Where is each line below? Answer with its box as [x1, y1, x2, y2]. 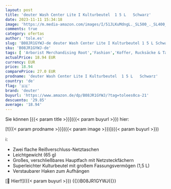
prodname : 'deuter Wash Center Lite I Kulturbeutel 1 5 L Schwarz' [5, 74, 158, 79]
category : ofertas [5, 31, 44, 36]
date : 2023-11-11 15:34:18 [5, 17, 63, 22]
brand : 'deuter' [5, 88, 40, 93]
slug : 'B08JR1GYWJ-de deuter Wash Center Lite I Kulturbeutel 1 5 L [5, 41, 154, 46]
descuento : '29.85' [5, 97, 47, 102]
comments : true [5, 26, 38, 32]
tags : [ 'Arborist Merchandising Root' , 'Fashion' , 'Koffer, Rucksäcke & [5, 50, 160, 55]
